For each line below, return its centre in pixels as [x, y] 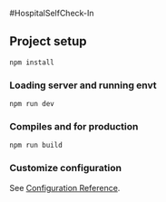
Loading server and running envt [83, 85]
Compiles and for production [74, 127]
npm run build [36, 145]
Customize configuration [66, 168]
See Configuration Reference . [65, 188]
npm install [32, 63]
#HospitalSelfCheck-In [52, 13]
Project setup [49, 41]
